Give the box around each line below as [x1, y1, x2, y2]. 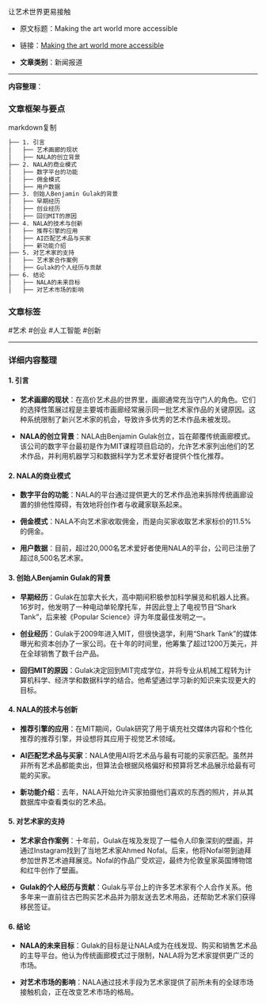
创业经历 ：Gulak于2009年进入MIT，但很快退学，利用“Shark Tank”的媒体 [19, 629, 257, 638]
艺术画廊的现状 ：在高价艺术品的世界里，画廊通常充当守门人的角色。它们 [19, 395, 256, 405]
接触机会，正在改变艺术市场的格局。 [19, 987, 139, 997]
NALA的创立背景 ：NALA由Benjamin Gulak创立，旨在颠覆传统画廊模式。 [19, 432, 255, 441]
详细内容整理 [8, 355, 58, 366]
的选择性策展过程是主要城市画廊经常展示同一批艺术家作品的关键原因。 [19, 405, 249, 414]
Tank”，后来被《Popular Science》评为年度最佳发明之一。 [19, 612, 211, 622]
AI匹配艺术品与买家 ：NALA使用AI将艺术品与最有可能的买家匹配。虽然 [19, 751, 247, 760]
